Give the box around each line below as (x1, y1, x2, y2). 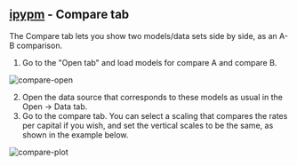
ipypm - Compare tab (9, 7, 130, 22)
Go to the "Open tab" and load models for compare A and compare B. (21, 57, 277, 67)
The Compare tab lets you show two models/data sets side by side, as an (9, 30, 277, 41)
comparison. (16, 40, 63, 51)
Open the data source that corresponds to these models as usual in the (21, 91, 283, 102)
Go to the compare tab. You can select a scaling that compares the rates (21, 110, 288, 121)
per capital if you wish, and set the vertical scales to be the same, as (21, 120, 274, 130)
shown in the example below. (21, 129, 129, 140)
